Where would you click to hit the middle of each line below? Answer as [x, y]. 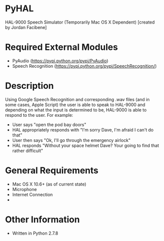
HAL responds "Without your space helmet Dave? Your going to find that [86, 145]
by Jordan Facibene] [26, 27]
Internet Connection [32, 194]
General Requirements [52, 170]
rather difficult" [27, 151]
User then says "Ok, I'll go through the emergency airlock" [71, 140]
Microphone [24, 189]
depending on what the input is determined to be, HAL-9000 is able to [76, 110]
